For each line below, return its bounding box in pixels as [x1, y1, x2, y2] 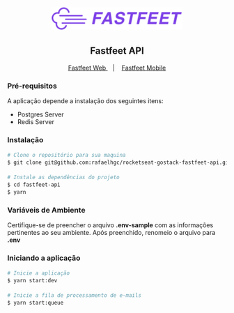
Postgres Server [17, 110, 64, 119]
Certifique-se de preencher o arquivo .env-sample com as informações [7, 220, 214, 229]
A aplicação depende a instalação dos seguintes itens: [7, 97, 164, 105]
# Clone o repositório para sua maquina [7, 152, 127, 159]
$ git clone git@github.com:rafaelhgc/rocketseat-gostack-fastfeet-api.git [7, 159, 232, 167]
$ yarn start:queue [7, 299, 64, 306]
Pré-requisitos [7, 81, 57, 91]
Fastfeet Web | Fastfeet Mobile [68, 63, 166, 72]
